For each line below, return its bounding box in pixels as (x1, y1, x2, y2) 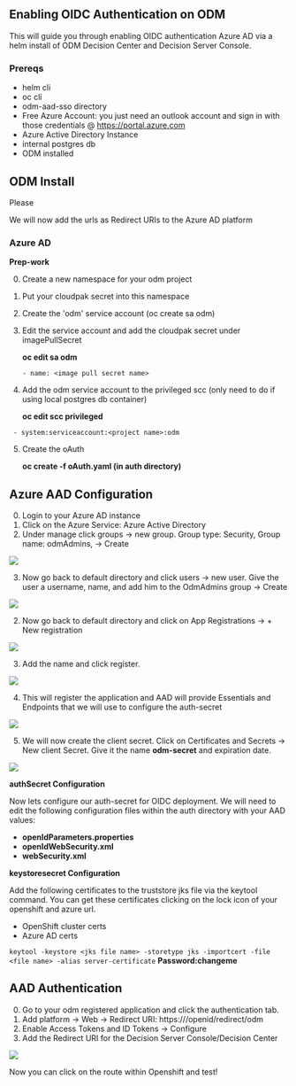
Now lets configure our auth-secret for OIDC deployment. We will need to (9, 796, 277, 807)
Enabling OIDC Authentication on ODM (9, 7, 226, 22)
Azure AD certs (21, 930, 78, 942)
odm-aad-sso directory (21, 101, 108, 112)
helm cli (21, 82, 51, 93)
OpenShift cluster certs (21, 921, 107, 932)
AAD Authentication (9, 981, 123, 996)
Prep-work (9, 257, 50, 268)
